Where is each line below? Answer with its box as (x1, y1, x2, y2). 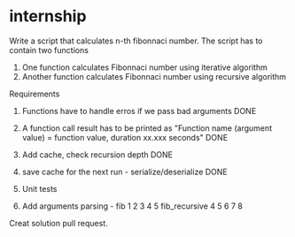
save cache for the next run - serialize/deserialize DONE (21, 166, 228, 177)
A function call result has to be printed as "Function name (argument (21, 122, 273, 134)
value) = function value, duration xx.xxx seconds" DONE (21, 132, 229, 142)
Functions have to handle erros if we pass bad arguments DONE (21, 105, 257, 116)
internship (9, 6, 87, 27)
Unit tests (21, 183, 58, 194)
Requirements (9, 88, 60, 99)
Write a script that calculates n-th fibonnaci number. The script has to (9, 35, 263, 46)
